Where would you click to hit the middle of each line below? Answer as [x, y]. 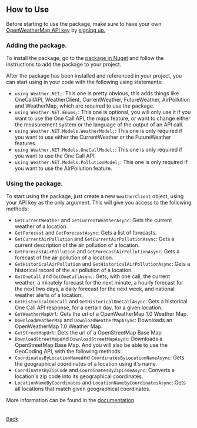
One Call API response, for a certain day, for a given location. [89, 307]
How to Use [28, 10]
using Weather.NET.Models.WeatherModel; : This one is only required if [98, 131]
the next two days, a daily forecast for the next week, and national [94, 289]
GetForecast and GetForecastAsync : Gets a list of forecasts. [86, 233]
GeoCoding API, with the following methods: [68, 352]
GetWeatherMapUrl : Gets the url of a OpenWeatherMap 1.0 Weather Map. [101, 314]
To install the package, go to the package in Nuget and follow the [85, 58]
